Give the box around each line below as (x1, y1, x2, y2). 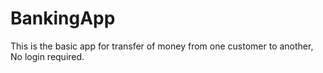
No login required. (10, 50, 85, 62)
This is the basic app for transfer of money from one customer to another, (10, 40, 314, 52)
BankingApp (10, 7, 116, 30)
